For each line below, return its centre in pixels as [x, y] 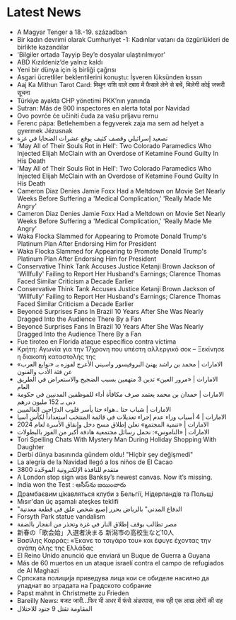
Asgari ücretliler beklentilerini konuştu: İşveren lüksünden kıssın [110, 77]
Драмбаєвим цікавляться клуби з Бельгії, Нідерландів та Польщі [115, 494]
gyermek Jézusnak [45, 130]
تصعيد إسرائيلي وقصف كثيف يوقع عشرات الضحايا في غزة [92, 138]
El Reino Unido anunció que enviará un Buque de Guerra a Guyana [113, 555]
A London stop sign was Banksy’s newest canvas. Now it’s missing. [114, 477]
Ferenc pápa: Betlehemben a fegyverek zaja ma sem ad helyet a [110, 123]
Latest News [44, 12]
